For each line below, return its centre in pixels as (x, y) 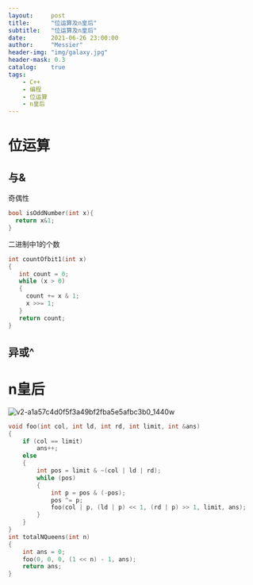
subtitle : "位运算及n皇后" (53, 30)
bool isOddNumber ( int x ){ (51, 214)
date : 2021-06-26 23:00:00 (63, 38)
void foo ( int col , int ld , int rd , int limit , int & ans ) (104, 426)
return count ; (42, 318)
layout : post (37, 15)
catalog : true (37, 67)
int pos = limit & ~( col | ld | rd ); (99, 471)
